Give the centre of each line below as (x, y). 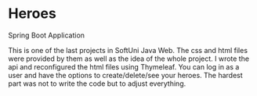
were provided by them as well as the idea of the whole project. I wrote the (128, 59)
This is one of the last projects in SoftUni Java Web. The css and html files (128, 50)
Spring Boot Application (46, 35)
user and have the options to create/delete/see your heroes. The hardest (125, 75)
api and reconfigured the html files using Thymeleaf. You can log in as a (124, 66)
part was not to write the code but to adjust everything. (97, 84)
